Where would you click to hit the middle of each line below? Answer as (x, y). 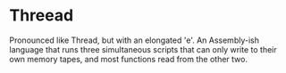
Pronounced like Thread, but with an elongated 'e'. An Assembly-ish (134, 40)
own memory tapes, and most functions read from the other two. (129, 59)
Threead (42, 16)
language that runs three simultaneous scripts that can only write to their (143, 49)
